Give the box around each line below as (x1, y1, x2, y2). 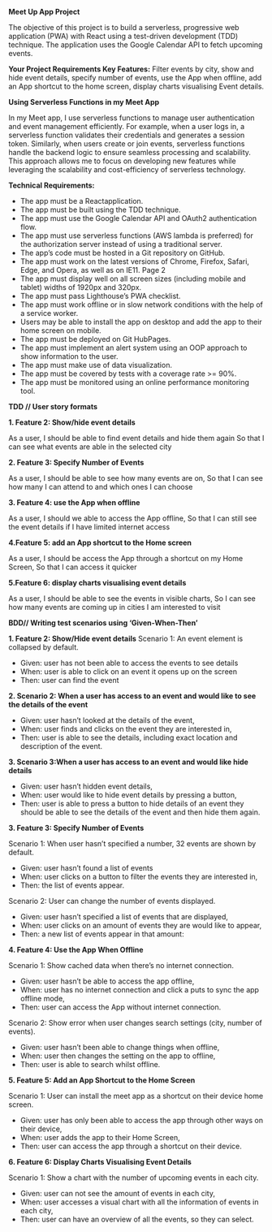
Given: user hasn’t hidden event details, (19, 781, 153, 791)
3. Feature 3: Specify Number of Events (8, 823, 145, 832)
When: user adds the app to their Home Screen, (19, 1133, 180, 1142)
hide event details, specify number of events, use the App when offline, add (8, 73, 262, 82)
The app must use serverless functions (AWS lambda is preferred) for (19, 231, 253, 240)
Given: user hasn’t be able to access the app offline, (19, 976, 195, 986)
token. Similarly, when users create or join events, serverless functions (8, 139, 245, 149)
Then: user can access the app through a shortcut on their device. (19, 1141, 242, 1151)
